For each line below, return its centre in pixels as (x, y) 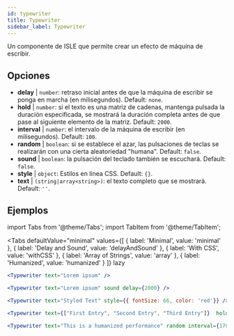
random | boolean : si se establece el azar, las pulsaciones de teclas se (118, 144)
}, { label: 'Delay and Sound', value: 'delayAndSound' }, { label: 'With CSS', (113, 248)
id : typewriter (29, 14)
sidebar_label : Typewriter (46, 26)
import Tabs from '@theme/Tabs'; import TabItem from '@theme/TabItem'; (114, 227)
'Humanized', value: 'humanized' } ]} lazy (66, 263)
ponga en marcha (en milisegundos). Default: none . (90, 100)
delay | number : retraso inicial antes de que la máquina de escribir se (115, 93)
